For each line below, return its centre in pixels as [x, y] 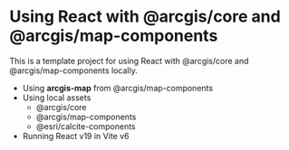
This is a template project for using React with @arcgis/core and [129, 61]
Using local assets [57, 98]
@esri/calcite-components [86, 126]
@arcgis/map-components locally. [73, 70]
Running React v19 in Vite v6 [76, 136]
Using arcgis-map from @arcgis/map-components [118, 88]
